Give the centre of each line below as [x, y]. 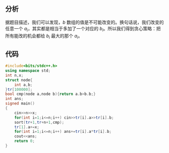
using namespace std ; [28, 71]
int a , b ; [23, 85]
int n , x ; [14, 75]
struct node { [19, 80]
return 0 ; [25, 141]
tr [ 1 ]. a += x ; [27, 127]
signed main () [20, 104]
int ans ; [14, 99]
